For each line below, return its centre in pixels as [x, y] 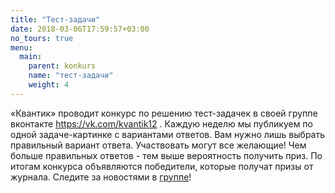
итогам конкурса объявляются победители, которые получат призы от [162, 166]
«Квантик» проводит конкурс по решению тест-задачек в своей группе [164, 113]
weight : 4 [49, 85]
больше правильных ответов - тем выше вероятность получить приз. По [166, 155]
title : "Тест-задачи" [55, 19]
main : [31, 57]
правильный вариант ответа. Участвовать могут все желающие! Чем [158, 145]
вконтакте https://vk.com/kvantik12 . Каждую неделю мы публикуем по [161, 123]
